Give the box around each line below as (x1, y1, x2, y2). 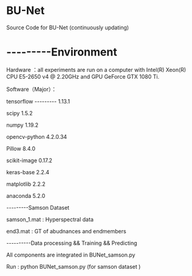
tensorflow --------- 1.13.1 (6, 97, 70, 105)
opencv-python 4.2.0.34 (6, 133, 67, 140)
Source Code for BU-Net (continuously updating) (6, 24, 129, 31)
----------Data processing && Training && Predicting (6, 239, 138, 247)
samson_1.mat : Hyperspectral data (6, 216, 94, 223)
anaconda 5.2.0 (6, 192, 46, 199)
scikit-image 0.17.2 (6, 157, 53, 164)
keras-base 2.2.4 (6, 168, 50, 175)
